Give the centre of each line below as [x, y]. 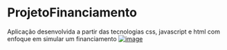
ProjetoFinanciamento [72, 13]
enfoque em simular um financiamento [62, 38]
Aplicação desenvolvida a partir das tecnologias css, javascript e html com [113, 32]
